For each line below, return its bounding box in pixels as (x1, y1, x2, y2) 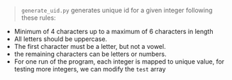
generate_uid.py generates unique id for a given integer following (21, 6, 213, 14)
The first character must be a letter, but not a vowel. (13, 42, 166, 50)
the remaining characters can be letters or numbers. (13, 50, 167, 58)
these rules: (21, 13, 56, 22)
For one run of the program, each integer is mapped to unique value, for (13, 57, 225, 66)
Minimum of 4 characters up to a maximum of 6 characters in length (13, 28, 214, 35)
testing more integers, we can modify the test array (13, 65, 166, 73)
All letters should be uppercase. (13, 35, 108, 43)
